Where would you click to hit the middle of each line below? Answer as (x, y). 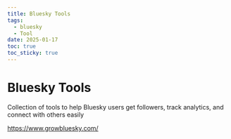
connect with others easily (46, 114)
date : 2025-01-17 (33, 40)
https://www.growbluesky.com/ (53, 128)
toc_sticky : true (33, 53)
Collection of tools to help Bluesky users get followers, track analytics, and (115, 107)
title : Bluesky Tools (39, 14)
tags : (15, 20)
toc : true (22, 46)
